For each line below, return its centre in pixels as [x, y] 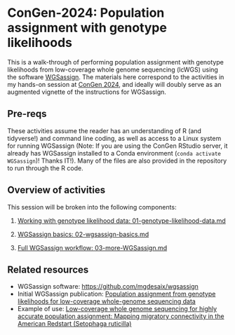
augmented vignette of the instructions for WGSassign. [87, 92]
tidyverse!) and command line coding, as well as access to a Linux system [114, 138]
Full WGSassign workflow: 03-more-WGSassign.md [92, 247]
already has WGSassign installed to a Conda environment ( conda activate [114, 153]
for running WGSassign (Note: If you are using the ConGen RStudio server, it [117, 146]
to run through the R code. [45, 168]
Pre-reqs [27, 114]
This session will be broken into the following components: [92, 207]
